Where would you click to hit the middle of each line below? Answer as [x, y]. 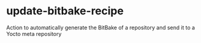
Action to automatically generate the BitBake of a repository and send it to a [101, 27]
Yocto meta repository [34, 33]
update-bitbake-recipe [65, 11]
